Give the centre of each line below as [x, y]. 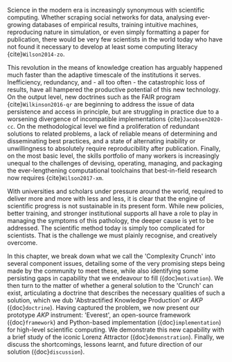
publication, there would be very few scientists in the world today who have [115, 39]
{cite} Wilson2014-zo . [36, 54]
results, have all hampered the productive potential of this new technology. [114, 90]
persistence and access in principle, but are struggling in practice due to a [113, 111]
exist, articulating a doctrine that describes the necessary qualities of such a [116, 293]
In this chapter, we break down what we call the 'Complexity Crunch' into [111, 256]
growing [19, 25]
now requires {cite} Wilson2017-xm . [55, 178]
